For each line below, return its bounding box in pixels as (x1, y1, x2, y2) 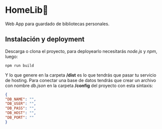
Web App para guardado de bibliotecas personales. (5, 21, 110, 27)
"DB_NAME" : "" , (5, 96, 36, 102)
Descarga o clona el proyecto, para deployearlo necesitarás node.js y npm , (5, 48, 158, 54)
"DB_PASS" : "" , (5, 106, 36, 111)
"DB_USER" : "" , (5, 101, 36, 106)
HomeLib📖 (5, 4, 48, 16)
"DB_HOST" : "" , (5, 111, 36, 116)
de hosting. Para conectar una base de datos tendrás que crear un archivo (5, 77, 156, 83)
